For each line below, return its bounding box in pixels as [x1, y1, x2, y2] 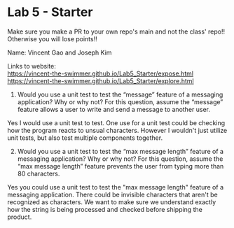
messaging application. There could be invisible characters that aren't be [7, 190, 219, 199]
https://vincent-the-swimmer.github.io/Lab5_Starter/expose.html [7, 69, 194, 78]
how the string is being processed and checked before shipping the [7, 205, 203, 213]
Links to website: [7, 62, 56, 70]
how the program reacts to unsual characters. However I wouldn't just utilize [7, 126, 228, 134]
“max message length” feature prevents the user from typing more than [17, 162, 224, 170]
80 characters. [17, 169, 60, 178]
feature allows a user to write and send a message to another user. [17, 105, 211, 113]
